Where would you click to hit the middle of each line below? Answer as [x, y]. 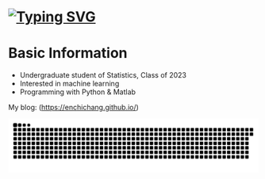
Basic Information [68, 53]
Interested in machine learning [69, 84]
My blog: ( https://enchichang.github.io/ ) [73, 108]
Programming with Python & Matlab [78, 92]
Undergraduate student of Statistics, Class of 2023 [103, 75]
